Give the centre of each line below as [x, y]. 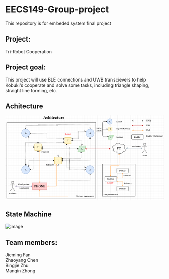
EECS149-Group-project [57, 9]
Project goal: [26, 68]
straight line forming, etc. [31, 90]
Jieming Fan [18, 255]
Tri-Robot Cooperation [29, 51]
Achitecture [24, 106]
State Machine [29, 214]
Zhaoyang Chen [22, 260]
